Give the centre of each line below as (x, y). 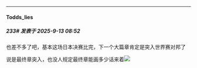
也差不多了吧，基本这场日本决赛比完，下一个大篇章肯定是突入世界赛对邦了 (96, 46)
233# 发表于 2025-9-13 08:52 (43, 31)
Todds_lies (20, 17)
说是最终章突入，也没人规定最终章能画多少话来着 (65, 59)
